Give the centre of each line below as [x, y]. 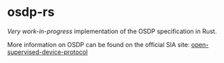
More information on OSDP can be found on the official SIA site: [98, 44]
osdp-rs [31, 12]
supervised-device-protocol [48, 52]
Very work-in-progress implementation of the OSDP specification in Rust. [112, 31]
